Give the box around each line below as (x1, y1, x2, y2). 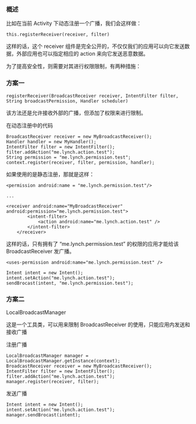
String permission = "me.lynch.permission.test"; (6, 154, 131, 160)
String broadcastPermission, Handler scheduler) (6, 98, 128, 104)
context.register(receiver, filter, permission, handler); (6, 159, 155, 165)
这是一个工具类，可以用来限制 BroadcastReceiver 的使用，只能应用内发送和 (6, 321, 191, 328)
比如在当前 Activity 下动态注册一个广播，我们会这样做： (6, 20, 142, 27)
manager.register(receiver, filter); (6, 378, 99, 384)
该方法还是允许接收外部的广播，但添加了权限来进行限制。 (6, 109, 146, 116)
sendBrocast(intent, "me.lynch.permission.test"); (6, 280, 134, 286)
